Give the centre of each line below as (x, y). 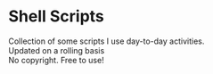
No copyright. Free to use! (56, 60)
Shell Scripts (56, 16)
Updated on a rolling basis (57, 50)
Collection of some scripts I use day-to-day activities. (106, 41)
